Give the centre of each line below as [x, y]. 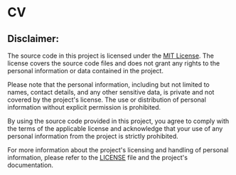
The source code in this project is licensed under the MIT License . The [111, 55]
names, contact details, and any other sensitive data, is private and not [111, 92]
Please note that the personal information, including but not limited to [108, 85]
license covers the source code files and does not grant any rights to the [114, 63]
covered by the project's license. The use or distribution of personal [107, 100]
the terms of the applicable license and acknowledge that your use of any [115, 128]
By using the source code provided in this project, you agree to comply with [118, 121]
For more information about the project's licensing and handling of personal [118, 150]
